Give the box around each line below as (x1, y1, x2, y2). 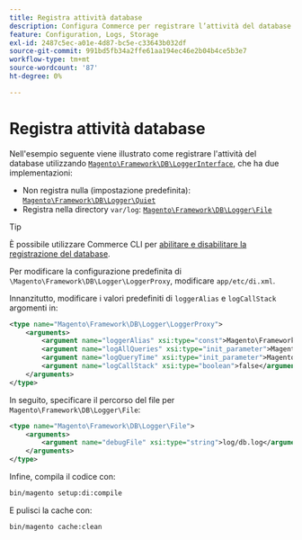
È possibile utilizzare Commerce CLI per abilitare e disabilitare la (9, 238, 247, 249)
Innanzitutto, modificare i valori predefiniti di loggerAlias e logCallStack (9, 292, 277, 303)
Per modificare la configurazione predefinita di (9, 265, 182, 276)
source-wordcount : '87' (9, 64, 99, 73)
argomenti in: (9, 302, 58, 313)
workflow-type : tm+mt (9, 55, 91, 64)
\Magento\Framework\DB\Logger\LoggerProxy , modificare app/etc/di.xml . (9, 275, 276, 286)
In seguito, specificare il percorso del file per (9, 394, 175, 405)
